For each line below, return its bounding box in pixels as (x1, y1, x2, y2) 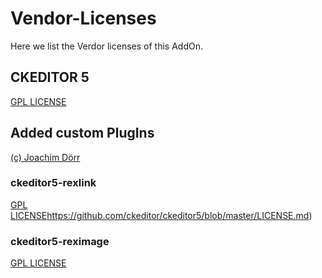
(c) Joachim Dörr (10, 151, 81, 163)
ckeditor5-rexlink (10, 176, 97, 190)
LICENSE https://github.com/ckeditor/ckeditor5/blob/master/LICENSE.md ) (10, 209, 313, 221)
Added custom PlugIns (10, 125, 155, 142)
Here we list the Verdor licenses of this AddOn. (10, 40, 203, 52)
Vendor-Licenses (10, 7, 157, 30)
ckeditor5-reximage (10, 234, 110, 248)
